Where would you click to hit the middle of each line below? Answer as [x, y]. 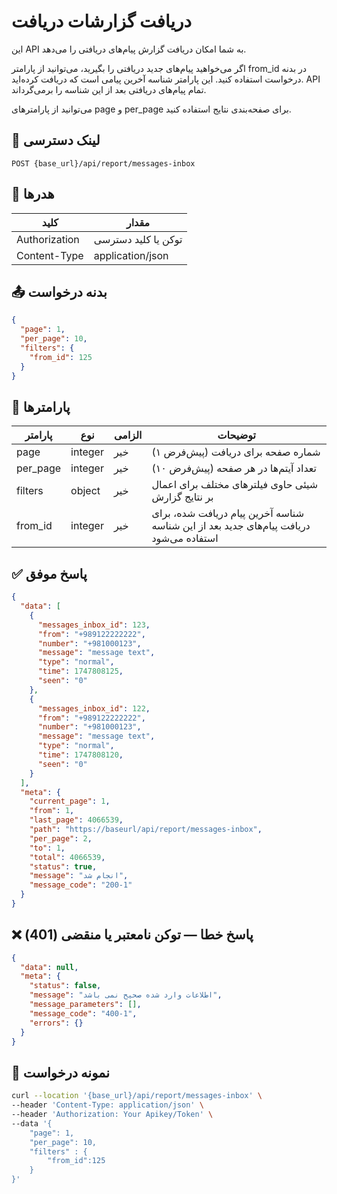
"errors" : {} [56, 1023]
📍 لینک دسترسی [56, 140]
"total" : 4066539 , [67, 857]
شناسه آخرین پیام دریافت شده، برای [228, 513]
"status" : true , [63, 866]
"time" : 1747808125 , [80, 671]
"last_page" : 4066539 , [76, 820]
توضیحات [236, 435]
